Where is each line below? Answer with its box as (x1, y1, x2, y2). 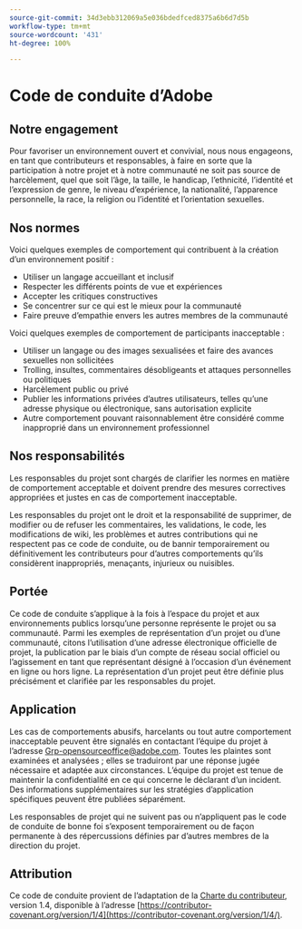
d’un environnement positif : (9, 254, 114, 265)
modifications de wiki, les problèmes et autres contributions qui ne (9, 528, 258, 540)
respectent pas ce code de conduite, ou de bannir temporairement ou (9, 538, 270, 549)
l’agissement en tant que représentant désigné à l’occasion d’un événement (9, 656, 292, 667)
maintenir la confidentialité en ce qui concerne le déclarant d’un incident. (9, 774, 282, 785)
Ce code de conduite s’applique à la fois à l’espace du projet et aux (9, 608, 260, 619)
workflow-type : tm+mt (9, 22, 92, 31)
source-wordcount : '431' (9, 30, 103, 39)
